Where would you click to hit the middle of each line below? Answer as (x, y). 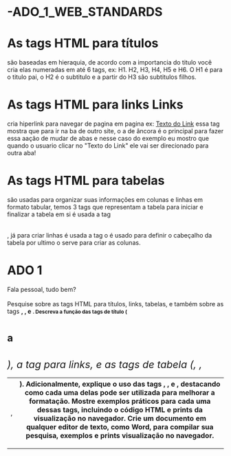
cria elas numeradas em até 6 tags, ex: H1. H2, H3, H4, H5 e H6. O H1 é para (115, 70)
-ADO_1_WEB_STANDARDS (85, 12)
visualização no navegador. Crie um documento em (120, 418)
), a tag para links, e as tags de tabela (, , (105, 364)
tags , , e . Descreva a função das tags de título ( (67, 311)
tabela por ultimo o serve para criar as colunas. (74, 242)
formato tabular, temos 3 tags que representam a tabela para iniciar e (106, 207)
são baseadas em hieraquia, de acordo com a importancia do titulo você (109, 62)
